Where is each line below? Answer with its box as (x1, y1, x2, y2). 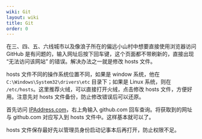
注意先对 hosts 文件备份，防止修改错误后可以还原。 (16, 93, 145, 100)
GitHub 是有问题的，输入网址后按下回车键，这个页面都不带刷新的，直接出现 (6, 51, 194, 58)
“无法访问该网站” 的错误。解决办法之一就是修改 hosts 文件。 (6, 58, 156, 65)
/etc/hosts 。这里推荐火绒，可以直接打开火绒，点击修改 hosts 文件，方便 (6, 85, 188, 93)
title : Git (6, 20, 34, 26)
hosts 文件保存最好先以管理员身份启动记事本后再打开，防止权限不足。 (6, 126, 180, 134)
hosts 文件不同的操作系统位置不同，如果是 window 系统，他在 (6, 70, 160, 78)
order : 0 (6, 25, 28, 32)
